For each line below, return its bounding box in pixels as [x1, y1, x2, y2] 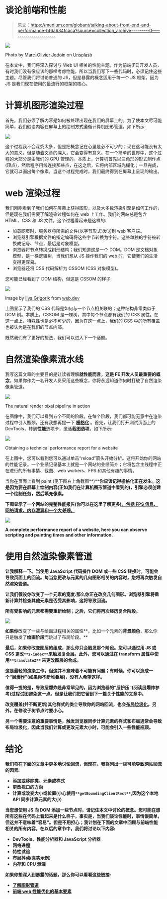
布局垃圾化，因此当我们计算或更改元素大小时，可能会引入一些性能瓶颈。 [5, 724, 153, 730]
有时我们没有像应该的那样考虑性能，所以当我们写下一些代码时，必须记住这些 [5, 68, 162, 74]
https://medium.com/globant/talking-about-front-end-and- [30, 22, 152, 28]
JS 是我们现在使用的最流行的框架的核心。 [5, 81, 90, 87]
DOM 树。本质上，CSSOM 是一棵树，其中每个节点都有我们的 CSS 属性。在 [5, 311, 159, 317]
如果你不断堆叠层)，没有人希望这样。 [29, 674, 105, 680]
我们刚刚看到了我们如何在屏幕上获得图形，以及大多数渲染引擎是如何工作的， [5, 205, 162, 211]
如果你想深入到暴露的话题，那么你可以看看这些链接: [5, 871, 111, 878]
